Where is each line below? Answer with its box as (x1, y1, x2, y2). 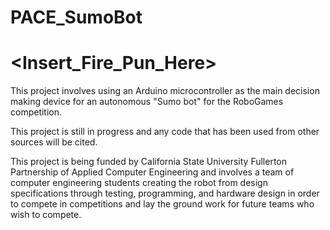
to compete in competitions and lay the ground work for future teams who (10, 198, 315, 210)
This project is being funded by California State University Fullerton (10, 156, 288, 168)
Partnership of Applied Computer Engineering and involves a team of (10, 166, 295, 178)
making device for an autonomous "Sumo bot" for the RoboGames (10, 96, 284, 108)
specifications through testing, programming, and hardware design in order (10, 187, 320, 200)
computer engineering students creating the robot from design (10, 177, 268, 189)
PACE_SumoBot (10, 6, 143, 29)
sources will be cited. (10, 136, 98, 148)
